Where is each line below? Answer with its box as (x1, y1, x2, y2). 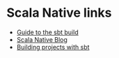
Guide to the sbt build (16, 28, 79, 36)
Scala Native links (6, 5, 112, 21)
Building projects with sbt (16, 43, 90, 51)
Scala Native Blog (16, 35, 68, 43)
